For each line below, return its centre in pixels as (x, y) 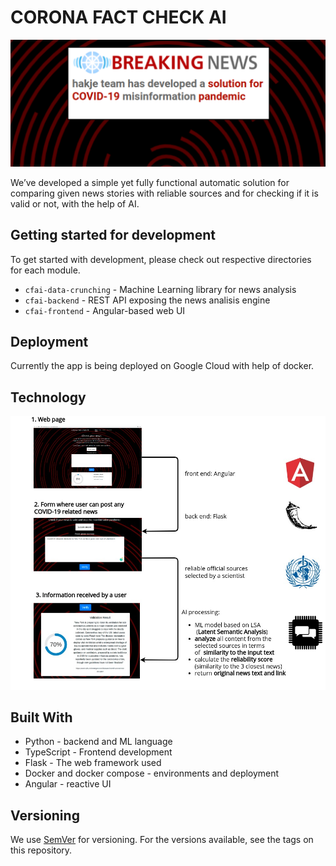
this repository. (41, 850)
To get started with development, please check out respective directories (161, 259)
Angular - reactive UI (68, 784)
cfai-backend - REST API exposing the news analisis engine (147, 300)
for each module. (45, 270)
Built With (41, 717)
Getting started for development (113, 235)
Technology (48, 397)
